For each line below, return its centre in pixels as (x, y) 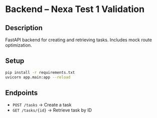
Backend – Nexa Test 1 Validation (75, 9)
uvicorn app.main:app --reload (38, 77)
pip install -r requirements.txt (40, 72)
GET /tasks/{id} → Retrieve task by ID (52, 110)
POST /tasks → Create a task (42, 105)
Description (24, 28)
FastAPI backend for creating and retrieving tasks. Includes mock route (78, 40)
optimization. (19, 45)
